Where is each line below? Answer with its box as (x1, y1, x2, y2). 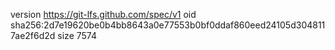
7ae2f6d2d (10, 30, 56, 41)
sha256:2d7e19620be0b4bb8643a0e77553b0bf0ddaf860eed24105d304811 (10, 19, 326, 31)
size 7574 (57, 30, 97, 41)
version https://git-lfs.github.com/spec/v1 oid (10, 9, 197, 20)
